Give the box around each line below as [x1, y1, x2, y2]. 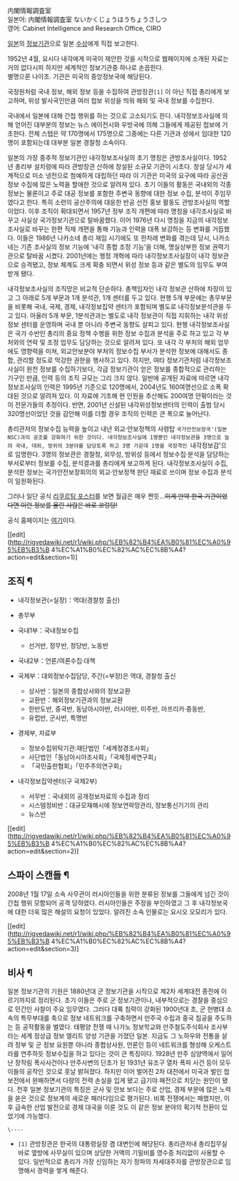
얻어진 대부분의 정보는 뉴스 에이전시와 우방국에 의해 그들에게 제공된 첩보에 [14, 121, 221, 128]
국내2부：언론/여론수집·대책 [17, 656, 96, 665]
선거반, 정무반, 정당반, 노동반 [28, 641, 109, 649]
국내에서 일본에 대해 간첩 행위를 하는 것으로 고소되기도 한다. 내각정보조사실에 [7, 111, 221, 120]
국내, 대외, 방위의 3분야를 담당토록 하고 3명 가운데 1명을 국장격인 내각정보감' [15, 441, 221, 450]
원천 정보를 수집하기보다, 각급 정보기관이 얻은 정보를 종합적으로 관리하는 [26, 365, 227, 373]
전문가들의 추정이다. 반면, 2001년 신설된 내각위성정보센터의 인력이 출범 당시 [14, 400, 225, 409]
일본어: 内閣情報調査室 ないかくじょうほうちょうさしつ [7, 15, 168, 24]
